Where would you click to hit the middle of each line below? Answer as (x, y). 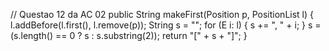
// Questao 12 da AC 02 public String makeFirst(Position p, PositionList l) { (162, 14)
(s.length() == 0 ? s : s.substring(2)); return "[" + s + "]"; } (129, 35)
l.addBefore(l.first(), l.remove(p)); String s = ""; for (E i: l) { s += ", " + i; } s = (166, 25)
